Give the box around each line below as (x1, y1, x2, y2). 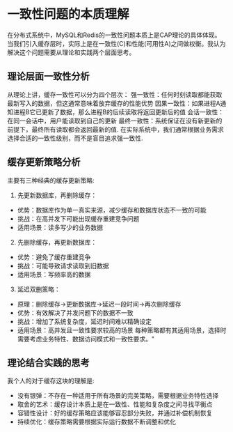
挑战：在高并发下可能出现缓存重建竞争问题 (17, 214, 140, 223)
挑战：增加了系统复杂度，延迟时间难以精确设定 (17, 317, 152, 325)
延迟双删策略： (17, 285, 61, 293)
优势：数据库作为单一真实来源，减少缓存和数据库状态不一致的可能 (17, 206, 207, 214)
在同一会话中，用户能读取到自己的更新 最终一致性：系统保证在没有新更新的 (7, 116, 223, 125)
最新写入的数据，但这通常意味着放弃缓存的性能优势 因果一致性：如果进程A (7, 99, 220, 107)
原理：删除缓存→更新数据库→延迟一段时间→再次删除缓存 (17, 300, 182, 308)
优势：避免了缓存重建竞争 (17, 252, 91, 261)
